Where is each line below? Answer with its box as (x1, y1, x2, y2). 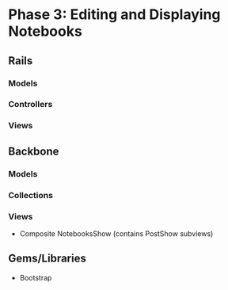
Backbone (8, 144, 59, 158)
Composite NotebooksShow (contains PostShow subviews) (19, 228, 214, 238)
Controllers (8, 99, 53, 110)
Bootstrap (19, 273, 52, 282)
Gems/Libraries (8, 252, 87, 265)
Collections (8, 189, 54, 200)
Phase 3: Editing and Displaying (8, 6, 221, 24)
